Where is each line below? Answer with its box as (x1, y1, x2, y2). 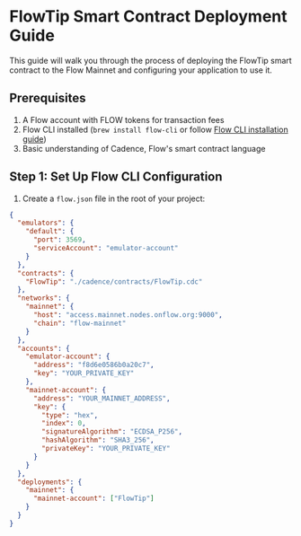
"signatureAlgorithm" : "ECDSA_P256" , (41, 427, 182, 436)
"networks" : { (17, 294, 70, 303)
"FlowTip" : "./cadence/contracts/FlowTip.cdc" (25, 277, 203, 286)
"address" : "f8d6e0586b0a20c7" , (32, 361, 155, 370)
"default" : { (25, 227, 75, 236)
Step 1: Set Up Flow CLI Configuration (9, 169, 223, 185)
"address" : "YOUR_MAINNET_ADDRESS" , (32, 393, 171, 403)
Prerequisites (9, 91, 86, 106)
